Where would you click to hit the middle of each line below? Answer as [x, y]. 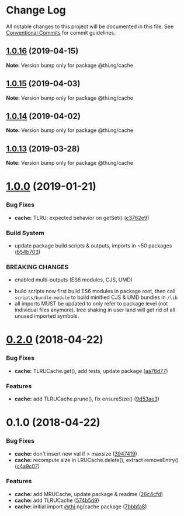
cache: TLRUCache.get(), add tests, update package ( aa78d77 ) [91, 371]
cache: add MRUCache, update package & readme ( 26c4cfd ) [89, 494]
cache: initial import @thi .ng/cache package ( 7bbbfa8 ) [81, 506]
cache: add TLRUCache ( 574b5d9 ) [57, 500]
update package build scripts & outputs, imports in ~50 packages [93, 245]
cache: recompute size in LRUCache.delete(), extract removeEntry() [97, 460]
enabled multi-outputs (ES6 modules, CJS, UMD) [74, 280]
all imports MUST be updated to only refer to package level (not [91, 304]
